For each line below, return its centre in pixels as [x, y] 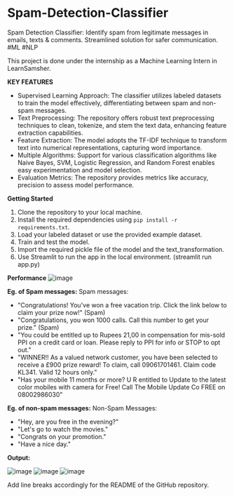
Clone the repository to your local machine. [80, 212]
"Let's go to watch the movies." [63, 429]
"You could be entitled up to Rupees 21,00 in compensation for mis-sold [121, 335]
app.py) [29, 264]
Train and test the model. [53, 242]
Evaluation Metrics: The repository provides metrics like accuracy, [113, 177]
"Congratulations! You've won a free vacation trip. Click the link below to [122, 305]
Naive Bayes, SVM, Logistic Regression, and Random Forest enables [116, 162]
